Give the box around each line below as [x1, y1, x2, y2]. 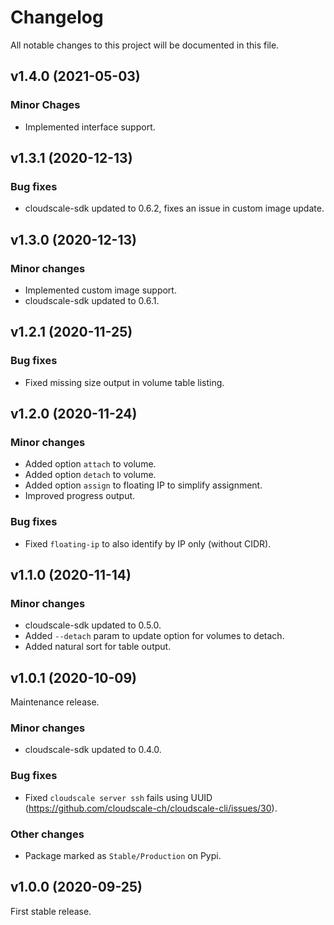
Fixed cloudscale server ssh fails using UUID [24, 791, 213, 803]
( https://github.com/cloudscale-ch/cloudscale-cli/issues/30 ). [24, 802, 278, 814]
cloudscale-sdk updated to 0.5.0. [24, 619, 162, 631]
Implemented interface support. [24, 121, 156, 133]
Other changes [10, 827, 85, 841]
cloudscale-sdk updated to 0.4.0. [24, 744, 162, 756]
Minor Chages [10, 98, 81, 112]
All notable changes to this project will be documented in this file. [10, 39, 280, 51]
